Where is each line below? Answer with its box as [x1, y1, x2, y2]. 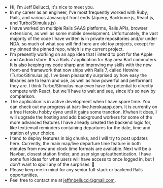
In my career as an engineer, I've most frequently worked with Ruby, [9, 9, 149, 15]
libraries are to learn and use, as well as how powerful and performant [9, 77, 153, 83]
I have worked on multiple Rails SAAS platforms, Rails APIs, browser [9, 25, 148, 31]
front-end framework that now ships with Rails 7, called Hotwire [9, 67, 139, 73]
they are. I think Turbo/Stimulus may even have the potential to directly [9, 83, 154, 88]
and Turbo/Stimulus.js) [9, 20, 56, 26]
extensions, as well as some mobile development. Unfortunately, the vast [9, 31, 159, 36]
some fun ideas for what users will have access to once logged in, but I [9, 156, 154, 162]
